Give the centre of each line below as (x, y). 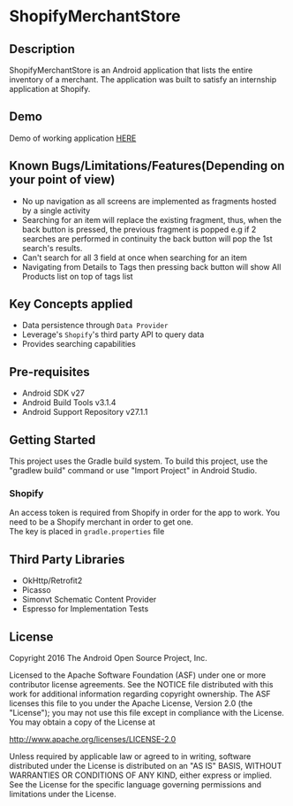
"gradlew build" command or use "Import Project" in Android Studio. (133, 471)
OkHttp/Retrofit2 (52, 580)
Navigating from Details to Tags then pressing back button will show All (151, 266)
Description (42, 49)
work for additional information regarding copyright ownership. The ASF (140, 694)
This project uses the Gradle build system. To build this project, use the (139, 461)
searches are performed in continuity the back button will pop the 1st (147, 238)
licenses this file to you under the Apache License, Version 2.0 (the (131, 703)
